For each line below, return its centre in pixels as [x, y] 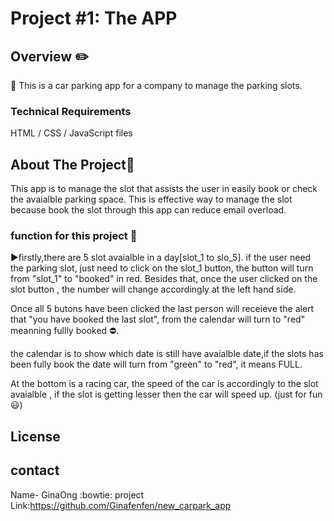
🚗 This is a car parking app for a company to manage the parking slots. [156, 85]
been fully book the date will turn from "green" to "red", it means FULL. [156, 364]
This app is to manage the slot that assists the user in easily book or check [164, 189]
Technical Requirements [71, 111]
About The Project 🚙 [72, 164]
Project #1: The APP [94, 18]
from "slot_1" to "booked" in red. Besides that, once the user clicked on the [164, 279]
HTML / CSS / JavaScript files [71, 133]
